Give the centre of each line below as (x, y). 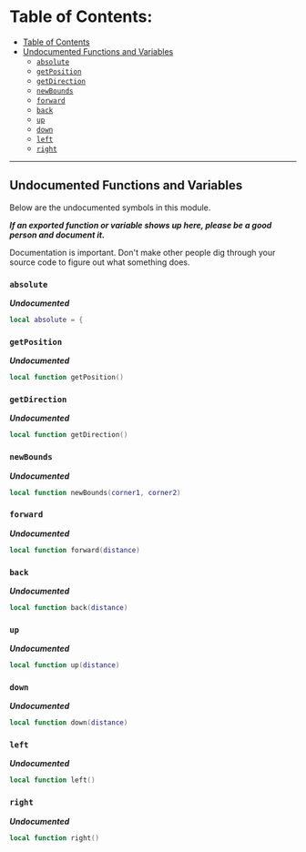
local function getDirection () (69, 435)
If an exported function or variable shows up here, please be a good (141, 225)
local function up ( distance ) (65, 665)
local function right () (55, 838)
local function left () (52, 780)
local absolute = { (46, 320)
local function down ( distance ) (69, 723)
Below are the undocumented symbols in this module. (110, 208)
